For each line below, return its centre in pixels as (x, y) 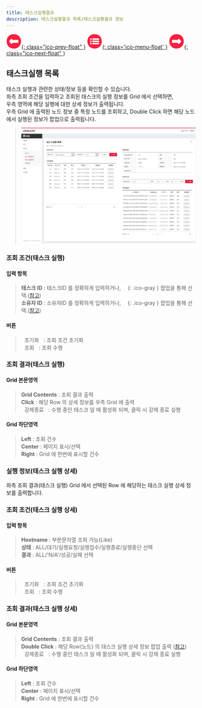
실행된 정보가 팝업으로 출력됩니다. (57, 119)
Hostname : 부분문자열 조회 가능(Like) (67, 540)
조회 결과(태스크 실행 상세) (42, 609)
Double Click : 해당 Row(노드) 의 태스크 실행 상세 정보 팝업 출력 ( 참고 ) (104, 646)
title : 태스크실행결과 (30, 13)
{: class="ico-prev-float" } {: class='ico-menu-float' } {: (105, 47)
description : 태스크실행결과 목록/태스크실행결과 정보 (65, 19)
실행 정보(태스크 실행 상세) (42, 471)
